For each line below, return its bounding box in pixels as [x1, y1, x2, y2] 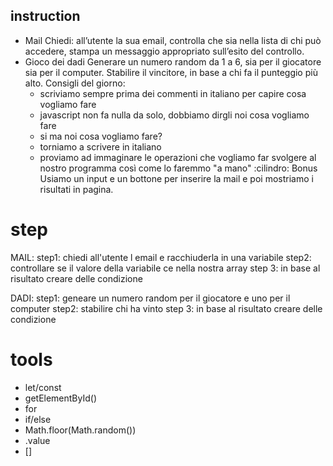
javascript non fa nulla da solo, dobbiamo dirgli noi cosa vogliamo [39, 109, 310, 121]
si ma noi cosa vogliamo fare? [39, 130, 163, 142]
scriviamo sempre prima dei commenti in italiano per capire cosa [39, 87, 307, 99]
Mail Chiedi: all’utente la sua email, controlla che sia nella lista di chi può [24, 34, 322, 46]
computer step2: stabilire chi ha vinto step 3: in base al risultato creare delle [10, 302, 323, 314]
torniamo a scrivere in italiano [39, 140, 162, 153]
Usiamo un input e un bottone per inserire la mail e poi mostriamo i [39, 172, 314, 184]
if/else [24, 413, 52, 425]
